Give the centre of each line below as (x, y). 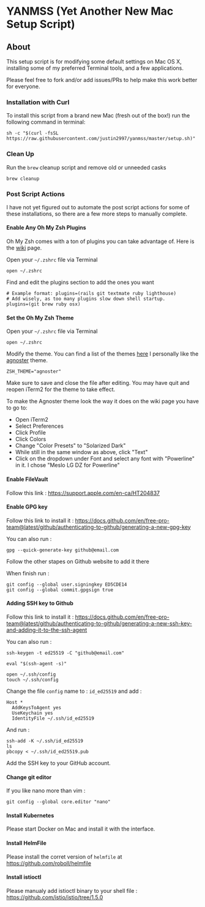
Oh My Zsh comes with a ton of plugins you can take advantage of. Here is (100, 241)
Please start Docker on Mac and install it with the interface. (81, 829)
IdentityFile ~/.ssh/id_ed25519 (53, 718)
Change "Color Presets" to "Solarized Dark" (70, 446)
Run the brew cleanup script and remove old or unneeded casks (86, 167)
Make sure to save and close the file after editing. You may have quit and (98, 383)
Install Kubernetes (30, 815)
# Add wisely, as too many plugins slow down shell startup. (86, 299)
